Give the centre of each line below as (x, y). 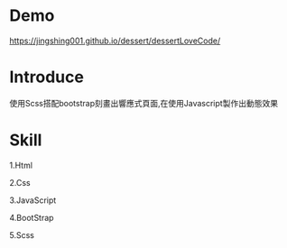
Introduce (46, 77)
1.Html (21, 165)
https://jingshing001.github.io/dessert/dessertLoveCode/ (115, 41)
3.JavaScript (33, 200)
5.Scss (22, 234)
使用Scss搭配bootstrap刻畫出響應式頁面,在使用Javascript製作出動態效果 (143, 103)
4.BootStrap (32, 217)
